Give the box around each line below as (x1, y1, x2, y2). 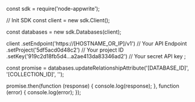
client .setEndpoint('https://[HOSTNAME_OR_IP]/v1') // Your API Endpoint (6, 40, 187, 47)
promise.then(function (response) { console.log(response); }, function (6, 82, 179, 89)
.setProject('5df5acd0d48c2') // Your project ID (6, 46, 124, 53)
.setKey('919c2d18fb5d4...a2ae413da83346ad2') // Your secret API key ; (6, 53, 186, 59)
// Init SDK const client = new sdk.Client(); (6, 17, 110, 23)
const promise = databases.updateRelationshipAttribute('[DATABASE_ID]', (6, 64, 190, 71)
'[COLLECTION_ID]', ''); (6, 71, 64, 77)
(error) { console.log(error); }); (6, 89, 81, 95)
